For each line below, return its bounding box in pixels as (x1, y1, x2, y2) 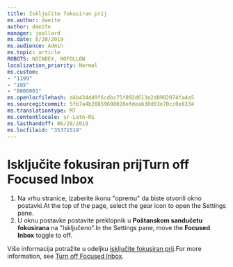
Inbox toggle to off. (17, 231, 73, 240)
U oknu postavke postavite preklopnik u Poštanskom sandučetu (17, 216, 203, 225)
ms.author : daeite (7, 17, 61, 24)
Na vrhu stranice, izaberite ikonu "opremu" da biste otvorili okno (17, 194, 202, 202)
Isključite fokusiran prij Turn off (7, 156, 190, 172)
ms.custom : (7, 68, 39, 75)
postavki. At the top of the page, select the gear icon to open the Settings (17, 202, 227, 210)
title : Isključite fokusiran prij (7, 10, 108, 17)
